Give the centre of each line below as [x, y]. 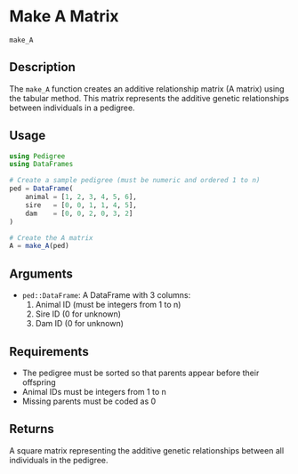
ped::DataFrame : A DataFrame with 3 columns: [106, 295]
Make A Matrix [64, 16]
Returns [32, 429]
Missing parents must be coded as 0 [89, 401]
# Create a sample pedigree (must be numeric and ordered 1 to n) [135, 181]
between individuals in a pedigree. [72, 108]
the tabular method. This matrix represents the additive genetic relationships [149, 98]
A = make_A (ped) [39, 246]
